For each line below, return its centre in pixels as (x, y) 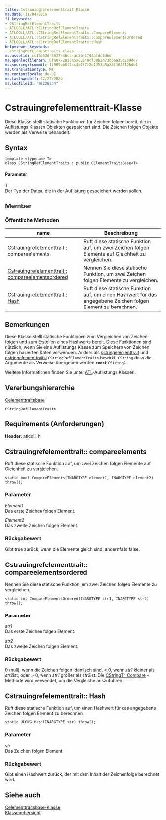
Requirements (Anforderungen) (55, 424)
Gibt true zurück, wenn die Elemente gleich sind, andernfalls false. (73, 549)
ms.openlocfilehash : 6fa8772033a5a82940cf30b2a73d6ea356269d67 (72, 60)
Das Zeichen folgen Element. (35, 751)
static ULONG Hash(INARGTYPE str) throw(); (51, 722)
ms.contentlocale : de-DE (31, 74)
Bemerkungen (28, 325)
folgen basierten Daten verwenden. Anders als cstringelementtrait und (77, 353)
